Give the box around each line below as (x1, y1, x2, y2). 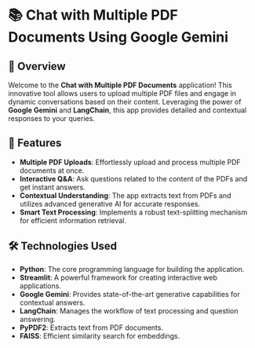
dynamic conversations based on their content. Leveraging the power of (8, 97, 242, 106)
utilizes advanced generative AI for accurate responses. (19, 199, 201, 208)
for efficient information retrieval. (19, 215, 127, 225)
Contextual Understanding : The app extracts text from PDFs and (19, 190, 231, 200)
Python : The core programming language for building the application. (19, 264, 245, 273)
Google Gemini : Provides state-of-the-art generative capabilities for (19, 289, 241, 299)
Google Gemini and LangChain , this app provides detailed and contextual (8, 105, 247, 115)
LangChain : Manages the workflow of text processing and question (19, 306, 239, 315)
